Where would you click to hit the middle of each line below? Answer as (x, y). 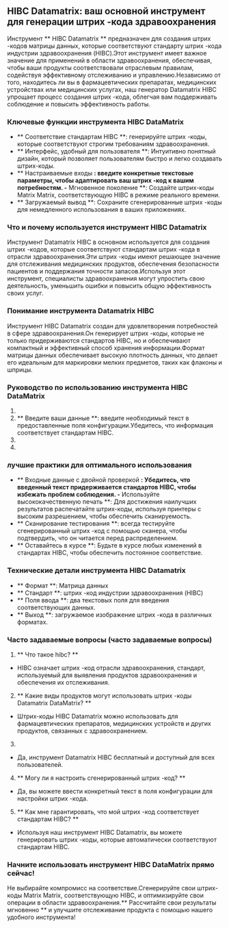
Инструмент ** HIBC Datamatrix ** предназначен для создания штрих (109, 38)
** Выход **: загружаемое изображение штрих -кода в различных (114, 614)
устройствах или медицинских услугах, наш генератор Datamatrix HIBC (112, 89)
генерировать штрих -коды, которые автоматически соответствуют (117, 840)
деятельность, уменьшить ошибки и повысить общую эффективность (109, 286)
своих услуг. (25, 293)
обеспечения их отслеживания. (63, 682)
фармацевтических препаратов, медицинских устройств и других (114, 723)
